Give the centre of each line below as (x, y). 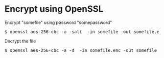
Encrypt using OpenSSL (54, 9)
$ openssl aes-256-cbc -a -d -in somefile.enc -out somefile (81, 50)
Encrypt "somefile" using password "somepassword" (58, 22)
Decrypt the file (20, 41)
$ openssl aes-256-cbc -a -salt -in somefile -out (68, 32)
